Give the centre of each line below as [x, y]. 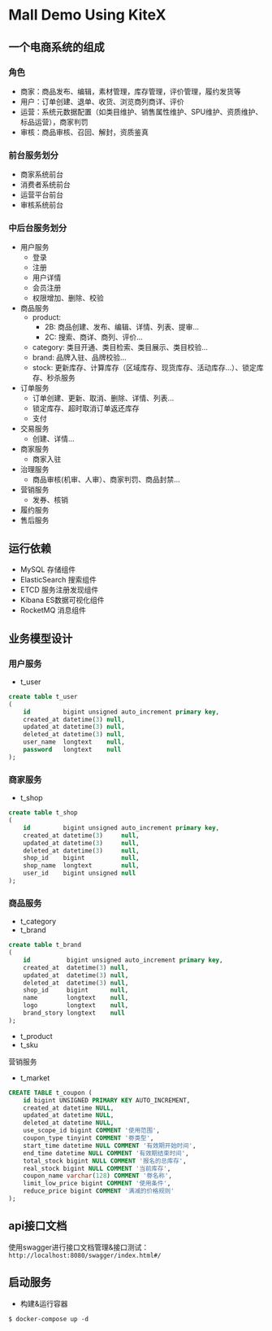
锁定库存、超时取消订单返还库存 [86, 408]
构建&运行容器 [44, 1303]
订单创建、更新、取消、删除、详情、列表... [103, 398]
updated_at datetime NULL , [69, 1115]
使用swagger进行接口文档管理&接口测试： [79, 1247]
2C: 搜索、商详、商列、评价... [94, 337]
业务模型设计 [41, 638]
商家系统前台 [41, 175]
